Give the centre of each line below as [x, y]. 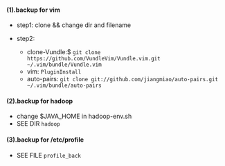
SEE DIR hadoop [38, 124]
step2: [26, 39]
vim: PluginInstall [54, 72]
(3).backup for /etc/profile [45, 140]
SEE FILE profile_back [48, 155]
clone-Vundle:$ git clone [64, 52]
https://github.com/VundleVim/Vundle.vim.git [93, 59]
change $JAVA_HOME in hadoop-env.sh [74, 116]
